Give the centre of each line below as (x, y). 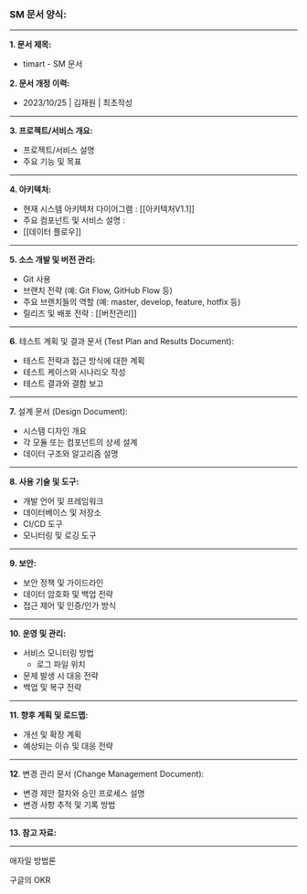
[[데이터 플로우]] (52, 232)
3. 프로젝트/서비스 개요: (51, 131)
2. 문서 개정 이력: (40, 83)
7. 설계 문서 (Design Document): (69, 412)
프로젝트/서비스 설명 (58, 150)
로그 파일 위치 (61, 665)
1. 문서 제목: (31, 45)
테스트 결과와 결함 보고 (63, 384)
